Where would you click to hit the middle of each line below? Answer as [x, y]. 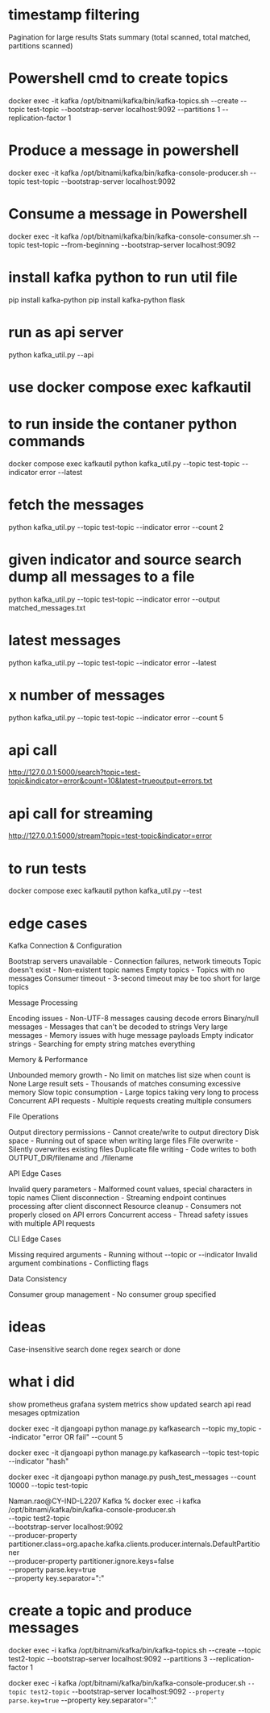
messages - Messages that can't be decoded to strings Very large [118, 1027]
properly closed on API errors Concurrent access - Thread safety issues [128, 1215]
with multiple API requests [52, 1223]
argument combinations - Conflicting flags [79, 1263]
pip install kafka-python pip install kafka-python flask [97, 299]
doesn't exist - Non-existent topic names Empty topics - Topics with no [127, 970]
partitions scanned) [41, 45]
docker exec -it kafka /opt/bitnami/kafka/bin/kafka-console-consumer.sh [130, 236]
